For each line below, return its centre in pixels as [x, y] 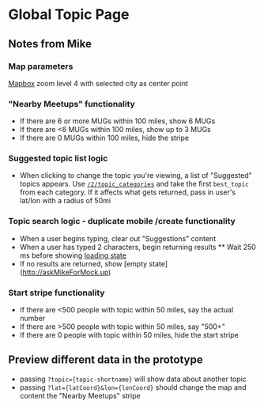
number [32, 319]
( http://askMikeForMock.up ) [65, 272]
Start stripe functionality [57, 293]
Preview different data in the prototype [106, 360]
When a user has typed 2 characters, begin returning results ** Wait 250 [138, 247]
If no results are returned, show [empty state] [94, 263]
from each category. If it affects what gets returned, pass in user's [127, 192]
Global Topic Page [69, 15]
